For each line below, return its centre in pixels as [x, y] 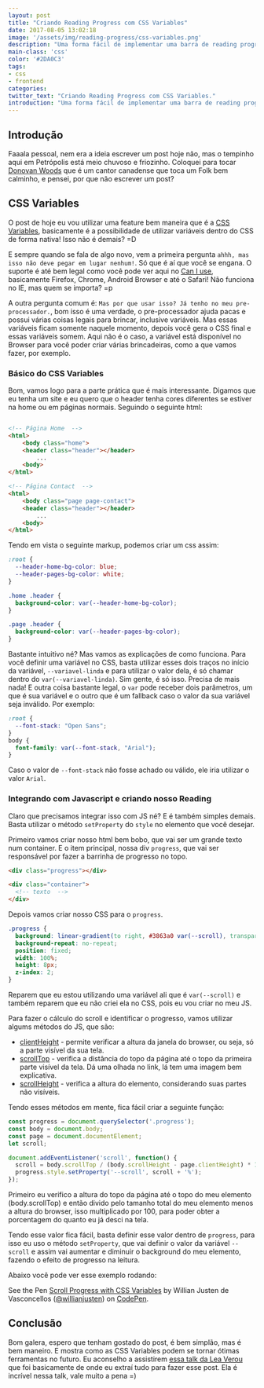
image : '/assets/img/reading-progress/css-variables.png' [105, 37]
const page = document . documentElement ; [75, 1136]
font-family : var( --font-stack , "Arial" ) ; [86, 748]
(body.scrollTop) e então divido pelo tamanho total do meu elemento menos [131, 1203]
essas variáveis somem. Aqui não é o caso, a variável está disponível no [125, 336]
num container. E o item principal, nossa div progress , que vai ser [114, 848]
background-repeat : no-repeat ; [66, 943]
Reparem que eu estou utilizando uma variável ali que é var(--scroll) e [125, 995]
